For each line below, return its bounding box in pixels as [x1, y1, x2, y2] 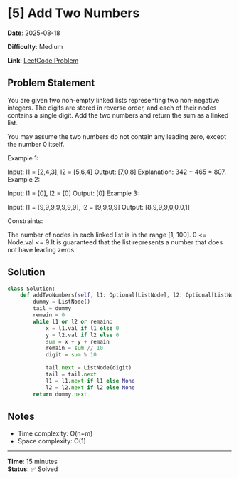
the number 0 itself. [7, 140, 65, 148]
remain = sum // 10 [45, 344, 103, 352]
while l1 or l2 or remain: [33, 318, 113, 325]
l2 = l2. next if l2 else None [45, 383, 135, 391]
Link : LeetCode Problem [7, 56, 79, 65]
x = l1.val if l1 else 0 [45, 324, 119, 332]
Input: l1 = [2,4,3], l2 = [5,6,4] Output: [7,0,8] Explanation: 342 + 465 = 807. [7, 168, 226, 176]
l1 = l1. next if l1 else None [45, 377, 135, 384]
